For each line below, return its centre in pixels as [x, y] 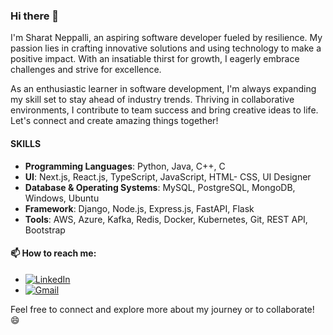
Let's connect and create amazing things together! [114, 121]
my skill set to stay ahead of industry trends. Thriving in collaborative [152, 100]
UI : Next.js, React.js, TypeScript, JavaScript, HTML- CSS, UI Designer [168, 176]
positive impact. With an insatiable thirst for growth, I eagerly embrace [155, 59]
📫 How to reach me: [53, 253]
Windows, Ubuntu [62, 198]
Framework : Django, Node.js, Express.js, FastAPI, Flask [139, 208]
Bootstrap [45, 230]
